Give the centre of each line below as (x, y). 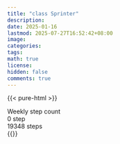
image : (17, 40)
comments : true (29, 78)
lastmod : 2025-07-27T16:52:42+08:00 (60, 33)
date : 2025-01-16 (32, 26)
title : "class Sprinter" (43, 14)
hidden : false (28, 72)
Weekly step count (34, 111)
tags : (15, 53)
